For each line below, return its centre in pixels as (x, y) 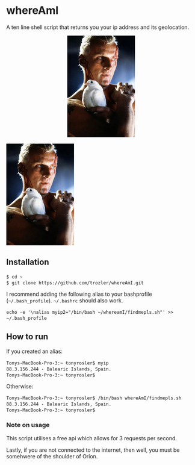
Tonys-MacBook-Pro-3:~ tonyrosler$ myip (58, 363)
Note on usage (28, 425)
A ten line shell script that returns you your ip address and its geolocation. (98, 27)
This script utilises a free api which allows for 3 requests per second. (92, 438)
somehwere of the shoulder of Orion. (52, 456)
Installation (28, 262)
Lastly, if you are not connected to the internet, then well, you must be (93, 450)
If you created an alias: (35, 351)
